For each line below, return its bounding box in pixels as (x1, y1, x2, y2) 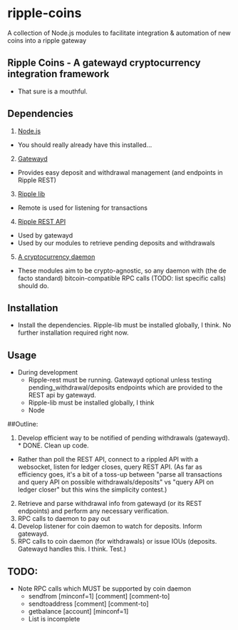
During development (17, 368, 78, 377)
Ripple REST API (17, 217, 66, 225)
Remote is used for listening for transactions (17, 203, 148, 212)
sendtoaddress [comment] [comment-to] (28, 599, 149, 608)
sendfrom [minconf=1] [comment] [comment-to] (28, 592, 170, 600)
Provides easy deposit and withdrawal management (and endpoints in (17, 168, 223, 176)
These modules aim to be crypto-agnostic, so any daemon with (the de (17, 266, 227, 275)
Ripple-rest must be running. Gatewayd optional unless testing (28, 376, 212, 385)
